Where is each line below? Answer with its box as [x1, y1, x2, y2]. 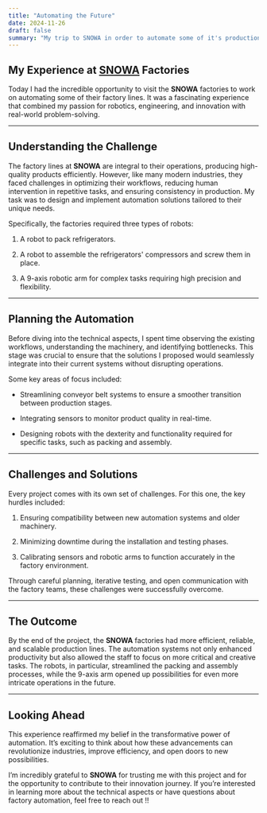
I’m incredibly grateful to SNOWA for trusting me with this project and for [8, 770, 247, 780]
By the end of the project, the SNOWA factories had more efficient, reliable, [8, 636, 256, 645]
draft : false [8, 26, 52, 34]
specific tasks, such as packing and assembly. [19, 437, 172, 447]
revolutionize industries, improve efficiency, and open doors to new [8, 746, 229, 756]
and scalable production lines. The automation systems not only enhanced [8, 645, 252, 654]
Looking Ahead [8, 708, 85, 722]
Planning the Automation [8, 312, 134, 326]
